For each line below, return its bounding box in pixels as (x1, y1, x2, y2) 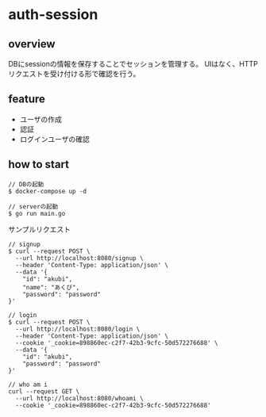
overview (8, 37, 56, 51)
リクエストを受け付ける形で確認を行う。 (8, 69, 141, 78)
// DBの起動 (8, 180, 44, 188)
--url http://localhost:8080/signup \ (15, 254, 145, 262)
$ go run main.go (8, 209, 66, 217)
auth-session (8, 6, 98, 24)
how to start (8, 158, 70, 171)
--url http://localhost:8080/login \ (15, 325, 141, 333)
